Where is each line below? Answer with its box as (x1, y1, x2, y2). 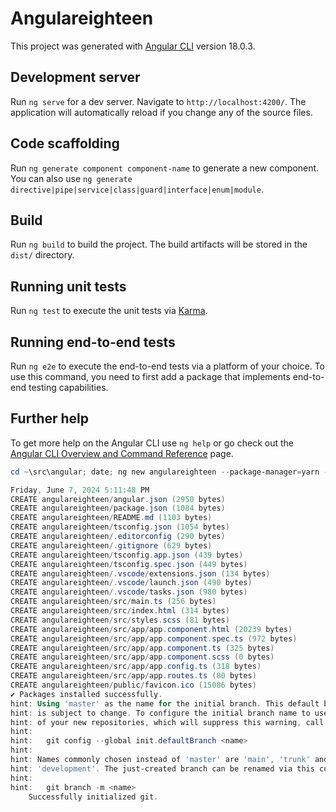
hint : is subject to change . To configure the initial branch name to (10, 708, 311, 718)
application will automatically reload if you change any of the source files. (10, 106, 313, 118)
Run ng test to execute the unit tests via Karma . (10, 305, 208, 317)
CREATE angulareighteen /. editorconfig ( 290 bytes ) (10, 532, 226, 542)
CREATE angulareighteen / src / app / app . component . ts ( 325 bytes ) (10, 643, 275, 653)
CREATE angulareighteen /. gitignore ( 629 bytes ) (10, 540, 213, 551)
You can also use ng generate (10, 172, 133, 184)
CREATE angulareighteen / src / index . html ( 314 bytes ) (10, 606, 230, 616)
